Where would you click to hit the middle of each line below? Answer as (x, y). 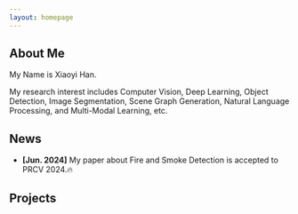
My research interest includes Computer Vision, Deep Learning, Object (139, 92)
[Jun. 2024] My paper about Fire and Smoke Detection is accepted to (150, 160)
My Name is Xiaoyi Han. (53, 75)
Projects (33, 198)
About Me (37, 54)
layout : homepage (41, 17)
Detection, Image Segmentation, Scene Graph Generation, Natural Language (149, 101)
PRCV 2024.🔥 (48, 170)
